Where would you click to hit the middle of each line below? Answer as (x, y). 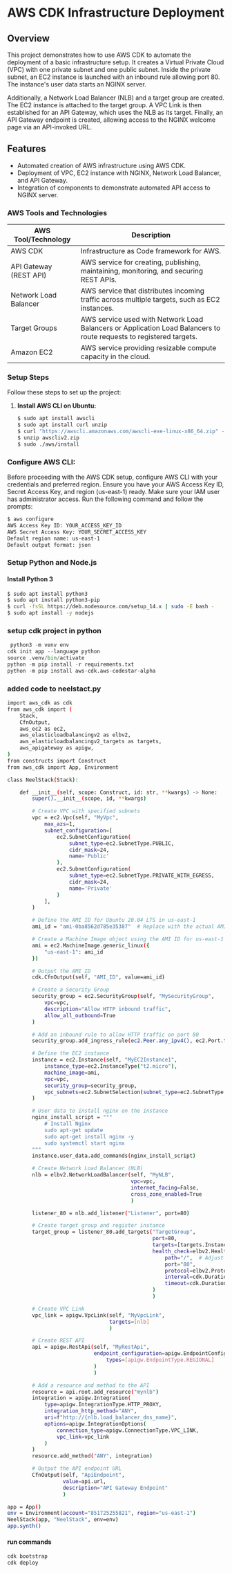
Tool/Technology (42, 239)
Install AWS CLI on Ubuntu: (57, 406)
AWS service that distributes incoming (143, 291)
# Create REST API (58, 1340)
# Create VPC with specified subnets (86, 811)
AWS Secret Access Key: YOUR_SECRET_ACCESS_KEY (77, 532)
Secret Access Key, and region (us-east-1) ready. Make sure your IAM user (114, 492)
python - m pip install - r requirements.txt (71, 664)
